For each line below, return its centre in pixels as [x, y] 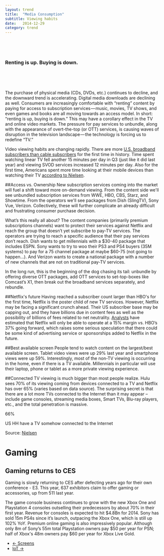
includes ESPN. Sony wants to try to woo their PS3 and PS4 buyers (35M [78, 246]
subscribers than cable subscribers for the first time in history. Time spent [80, 155]
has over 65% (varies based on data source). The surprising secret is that [79, 389]
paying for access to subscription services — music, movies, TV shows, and [81, 108]
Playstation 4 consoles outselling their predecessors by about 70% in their [80, 508]
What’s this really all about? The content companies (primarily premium [76, 220]
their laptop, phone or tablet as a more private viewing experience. [72, 369]
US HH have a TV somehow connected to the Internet [59, 424]
